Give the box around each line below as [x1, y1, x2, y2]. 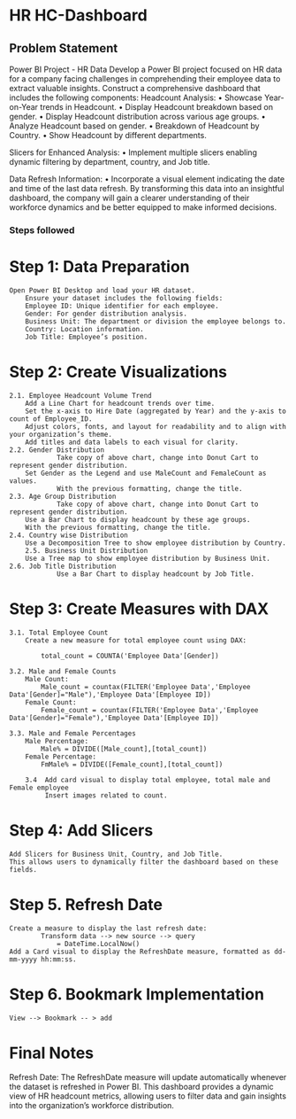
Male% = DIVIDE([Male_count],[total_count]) [41, 744, 208, 753]
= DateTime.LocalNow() [56, 939, 140, 948]
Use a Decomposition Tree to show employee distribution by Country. [25, 538, 287, 548]
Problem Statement [9, 41, 118, 56]
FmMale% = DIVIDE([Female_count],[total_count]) [41, 759, 224, 769]
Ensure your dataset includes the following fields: [25, 293, 224, 302]
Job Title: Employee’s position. [25, 332, 148, 341]
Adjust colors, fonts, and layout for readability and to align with [25, 422, 287, 431]
